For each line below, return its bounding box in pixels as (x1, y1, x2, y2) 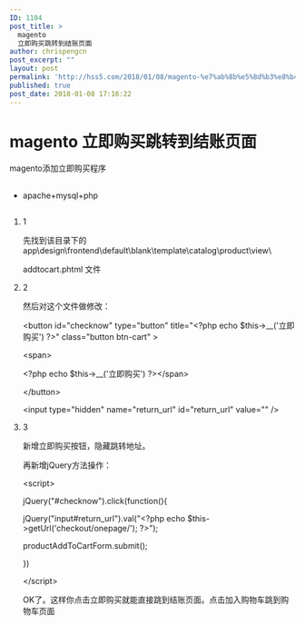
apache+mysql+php (22, 190, 98, 201)
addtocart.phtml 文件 (22, 264, 102, 275)
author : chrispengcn (9, 47, 88, 56)
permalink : (9, 73, 51, 82)
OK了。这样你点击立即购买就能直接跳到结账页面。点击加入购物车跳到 (22, 594, 281, 605)
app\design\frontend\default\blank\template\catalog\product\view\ (22, 245, 272, 256)
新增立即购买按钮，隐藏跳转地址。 (22, 441, 151, 451)
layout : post (9, 64, 59, 74)
